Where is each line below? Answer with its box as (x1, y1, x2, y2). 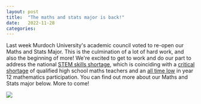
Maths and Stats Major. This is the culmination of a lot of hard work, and (6, 48, 184, 56)
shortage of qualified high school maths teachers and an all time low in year (6, 67, 194, 75)
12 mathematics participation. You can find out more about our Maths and (6, 74, 188, 81)
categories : (6, 25, 36, 32)
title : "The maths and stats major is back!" (6, 14, 125, 20)
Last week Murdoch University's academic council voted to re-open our (6, 42, 184, 49)
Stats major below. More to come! (6, 80, 89, 87)
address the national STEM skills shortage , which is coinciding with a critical (6, 61, 195, 68)
